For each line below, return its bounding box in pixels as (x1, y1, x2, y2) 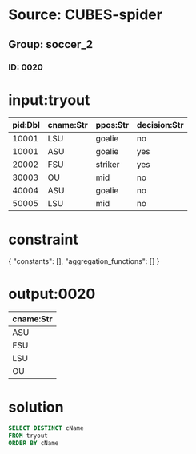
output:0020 (8, 285, 96, 303)
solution (8, 398, 64, 416)
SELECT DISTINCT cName (8, 424, 84, 432)
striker (95, 159, 120, 170)
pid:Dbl (12, 120, 40, 131)
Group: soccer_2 (8, 38, 94, 51)
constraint (8, 230, 78, 249)
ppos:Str (95, 120, 130, 131)
